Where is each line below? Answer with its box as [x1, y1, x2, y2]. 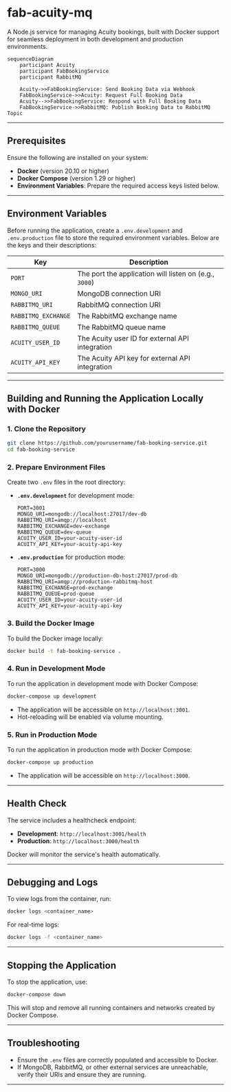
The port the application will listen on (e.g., [77, 269, 215, 279]
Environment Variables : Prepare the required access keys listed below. [16, 181, 220, 190]
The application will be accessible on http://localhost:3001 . [16, 705, 190, 714]
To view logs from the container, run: [7, 895, 111, 903]
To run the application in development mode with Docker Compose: [7, 679, 199, 687]
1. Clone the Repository [7, 424, 86, 434]
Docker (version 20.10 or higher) [16, 167, 110, 175]
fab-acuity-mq [7, 5, 93, 21]
